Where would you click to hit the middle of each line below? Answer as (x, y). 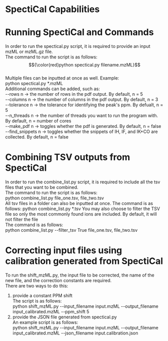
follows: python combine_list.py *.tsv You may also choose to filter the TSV (83, 209)
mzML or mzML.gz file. (29, 52)
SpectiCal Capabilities (52, 9)
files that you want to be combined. (42, 187)
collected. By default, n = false (37, 137)
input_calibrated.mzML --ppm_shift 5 (51, 312)
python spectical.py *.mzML (34, 84)
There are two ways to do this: (37, 286)
